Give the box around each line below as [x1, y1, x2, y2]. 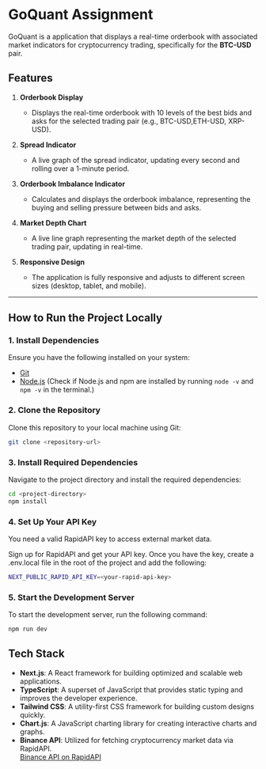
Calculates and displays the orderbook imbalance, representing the [31, 194, 251, 203]
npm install [8, 497, 47, 506]
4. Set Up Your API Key [8, 516, 97, 527]
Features [8, 71, 53, 85]
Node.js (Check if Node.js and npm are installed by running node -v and [19, 377, 254, 386]
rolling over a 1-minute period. [31, 164, 130, 173]
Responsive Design [19, 257, 85, 267]
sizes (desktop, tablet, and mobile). [31, 281, 146, 290]
